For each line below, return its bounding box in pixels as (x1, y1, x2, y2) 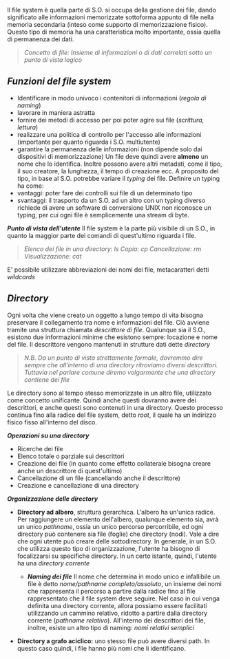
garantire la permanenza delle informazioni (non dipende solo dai (17, 144, 202, 153)
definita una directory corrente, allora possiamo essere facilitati (27, 601, 207, 609)
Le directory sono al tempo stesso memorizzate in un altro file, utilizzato (7, 389, 212, 397)
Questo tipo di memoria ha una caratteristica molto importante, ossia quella (7, 28, 221, 36)
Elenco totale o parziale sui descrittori (17, 452, 125, 460)
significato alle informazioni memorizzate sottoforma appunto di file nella (7, 13, 214, 21)
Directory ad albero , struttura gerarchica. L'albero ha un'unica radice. (17, 508, 216, 516)
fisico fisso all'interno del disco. (7, 418, 98, 426)
